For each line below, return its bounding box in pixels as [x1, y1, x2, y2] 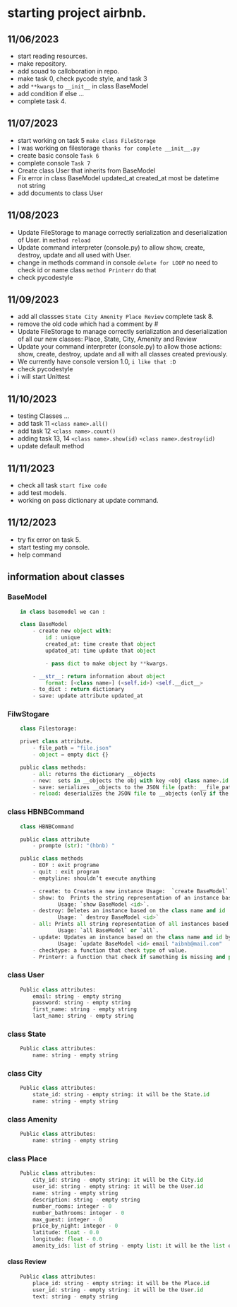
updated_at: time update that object [44, 647, 157, 654]
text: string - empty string [32, 1293, 119, 1300]
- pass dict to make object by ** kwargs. [44, 660, 169, 667]
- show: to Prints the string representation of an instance [32, 894, 219, 901]
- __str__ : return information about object [32, 673, 166, 680]
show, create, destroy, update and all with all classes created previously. [17, 350, 228, 359]
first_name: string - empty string [32, 1006, 138, 1013]
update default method [17, 442, 85, 451]
